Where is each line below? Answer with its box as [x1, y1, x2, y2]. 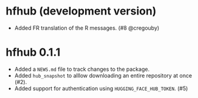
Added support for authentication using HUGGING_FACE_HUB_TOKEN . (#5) [14, 85, 188, 92]
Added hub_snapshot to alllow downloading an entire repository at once [14, 71, 193, 79]
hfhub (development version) [5, 4, 157, 18]
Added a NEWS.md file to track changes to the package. [14, 65, 150, 73]
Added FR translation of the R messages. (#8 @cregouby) [14, 24, 160, 31]
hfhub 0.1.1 [5, 45, 61, 59]
